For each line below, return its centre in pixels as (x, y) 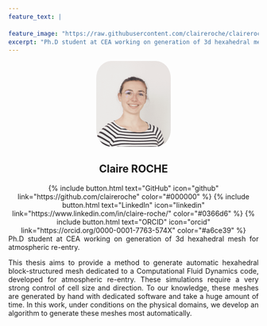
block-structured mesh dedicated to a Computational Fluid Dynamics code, (133, 270)
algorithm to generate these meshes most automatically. (100, 313)
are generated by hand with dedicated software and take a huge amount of (133, 296)
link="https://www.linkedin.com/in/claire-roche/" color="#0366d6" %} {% (133, 213)
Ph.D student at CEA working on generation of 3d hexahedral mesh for (133, 239)
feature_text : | (35, 17)
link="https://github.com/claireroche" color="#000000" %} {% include (133, 196)
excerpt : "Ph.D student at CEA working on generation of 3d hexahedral (129, 42)
